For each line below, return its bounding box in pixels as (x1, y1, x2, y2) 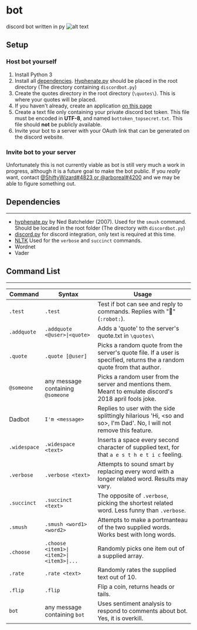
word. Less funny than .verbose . (97, 506, 186, 514)
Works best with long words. (97, 530, 176, 538)
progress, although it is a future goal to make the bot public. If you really (6, 167, 181, 174)
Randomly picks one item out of (97, 544, 185, 552)
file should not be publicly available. (14, 121, 102, 128)
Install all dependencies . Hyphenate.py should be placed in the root (14, 77, 178, 84)
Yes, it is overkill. (97, 614, 144, 622)
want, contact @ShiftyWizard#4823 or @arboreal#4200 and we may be (6, 174, 181, 181)
